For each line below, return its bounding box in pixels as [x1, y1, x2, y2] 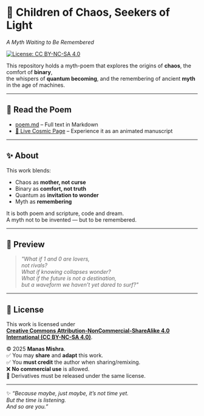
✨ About [6, 151, 39, 161]
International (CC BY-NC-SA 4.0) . [6, 333, 93, 341]
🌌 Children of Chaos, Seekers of [6, 5, 170, 19]
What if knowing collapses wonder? [21, 268, 111, 276]
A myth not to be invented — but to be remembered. [6, 216, 137, 223]
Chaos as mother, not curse [15, 179, 86, 186]
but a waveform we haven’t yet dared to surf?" [21, 281, 139, 288]
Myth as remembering [15, 197, 72, 205]
